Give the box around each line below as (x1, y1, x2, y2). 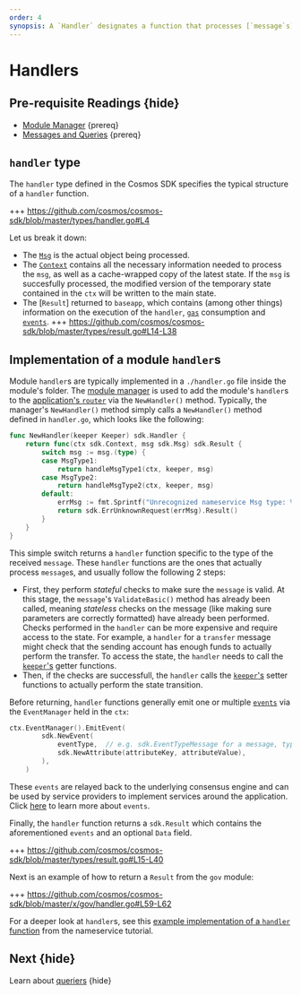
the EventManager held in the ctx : (9, 705, 130, 717)
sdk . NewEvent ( (41, 731, 94, 740)
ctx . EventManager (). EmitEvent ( (9, 723, 126, 732)
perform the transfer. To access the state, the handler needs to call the (21, 651, 284, 662)
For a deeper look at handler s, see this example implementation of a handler (9, 915, 291, 926)
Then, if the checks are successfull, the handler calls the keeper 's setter (21, 670, 288, 680)
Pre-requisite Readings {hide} (9, 96, 180, 111)
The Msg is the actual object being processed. (21, 250, 190, 261)
